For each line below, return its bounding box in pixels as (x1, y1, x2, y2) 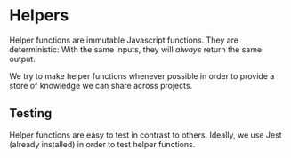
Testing (9, 106, 53, 121)
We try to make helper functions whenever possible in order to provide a (9, 70, 275, 81)
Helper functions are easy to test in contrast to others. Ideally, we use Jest (9, 130, 282, 140)
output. (9, 53, 36, 64)
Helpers (9, 5, 69, 26)
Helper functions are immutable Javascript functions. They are (9, 35, 238, 45)
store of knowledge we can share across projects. (9, 80, 193, 91)
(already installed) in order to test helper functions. (9, 138, 196, 149)
